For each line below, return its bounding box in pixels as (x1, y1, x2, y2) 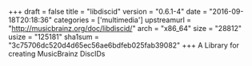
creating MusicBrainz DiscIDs (8, 49, 106, 58)
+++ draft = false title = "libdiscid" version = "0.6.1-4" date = (8, 7, 208, 16)
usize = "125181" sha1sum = (8, 32, 100, 41)
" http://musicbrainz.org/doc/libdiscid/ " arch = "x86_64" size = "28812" (8, 24, 242, 33)
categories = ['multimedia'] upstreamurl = (53, 15, 192, 25)
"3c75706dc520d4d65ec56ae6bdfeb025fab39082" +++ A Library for (8, 41, 240, 50)
